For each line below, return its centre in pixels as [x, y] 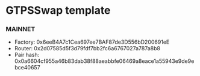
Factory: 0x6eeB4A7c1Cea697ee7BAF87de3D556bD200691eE [92, 42]
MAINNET [20, 29]
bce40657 [27, 68]
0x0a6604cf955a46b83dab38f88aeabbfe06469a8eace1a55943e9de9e [104, 61]
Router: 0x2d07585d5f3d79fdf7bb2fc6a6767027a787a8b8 [87, 48]
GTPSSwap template [58, 10]
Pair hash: [27, 55]
